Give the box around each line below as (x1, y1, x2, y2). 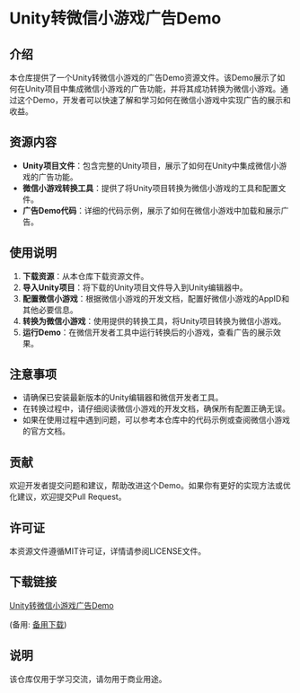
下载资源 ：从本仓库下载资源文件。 (22, 270, 149, 281)
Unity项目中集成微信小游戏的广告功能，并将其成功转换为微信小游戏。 (24, 83, 281, 94)
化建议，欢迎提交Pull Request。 (9, 491, 127, 503)
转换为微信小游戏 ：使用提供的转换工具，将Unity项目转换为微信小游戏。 (22, 315, 287, 326)
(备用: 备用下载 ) (9, 618, 67, 629)
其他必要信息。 (22, 304, 78, 315)
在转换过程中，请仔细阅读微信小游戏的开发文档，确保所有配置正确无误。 (22, 403, 290, 414)
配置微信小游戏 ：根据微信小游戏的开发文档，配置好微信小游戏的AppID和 (22, 293, 290, 303)
